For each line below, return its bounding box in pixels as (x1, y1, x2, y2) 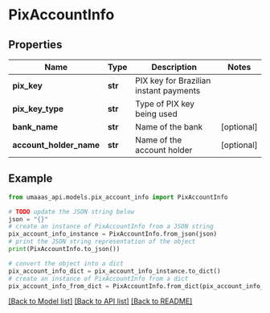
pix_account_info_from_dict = (8, 282, 110, 290)
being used (135, 109, 178, 119)
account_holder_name (12, 139, 100, 150)
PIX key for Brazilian (135, 75, 211, 86)
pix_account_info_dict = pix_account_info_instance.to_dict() (8, 267, 221, 275)
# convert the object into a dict (8, 259, 125, 267)
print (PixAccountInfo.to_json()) (8, 245, 121, 253)
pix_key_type (12, 103, 64, 114)
